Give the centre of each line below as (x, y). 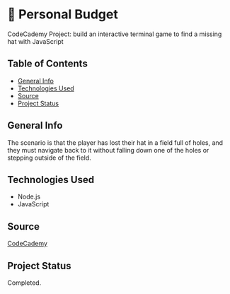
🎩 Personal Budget (63, 14)
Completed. (24, 283)
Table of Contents (48, 64)
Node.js (29, 196)
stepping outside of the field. (50, 158)
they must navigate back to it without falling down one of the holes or (108, 150)
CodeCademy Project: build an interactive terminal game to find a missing (115, 34)
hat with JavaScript (35, 41)
